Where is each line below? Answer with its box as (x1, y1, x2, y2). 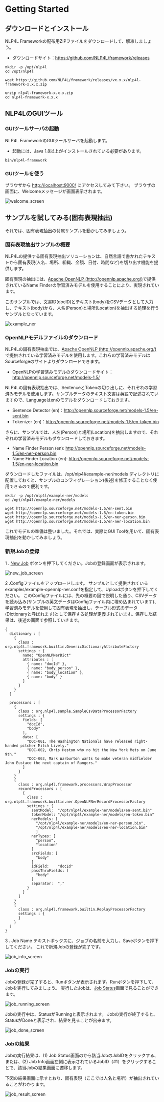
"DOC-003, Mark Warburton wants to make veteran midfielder (26, 756, 152, 761)
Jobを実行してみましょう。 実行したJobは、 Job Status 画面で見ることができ (5, 985, 159, 991)
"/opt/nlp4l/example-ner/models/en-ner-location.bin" (36, 825, 148, 830)
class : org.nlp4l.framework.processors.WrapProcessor (18, 782, 133, 787)
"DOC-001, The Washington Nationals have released (26, 739, 133, 744)
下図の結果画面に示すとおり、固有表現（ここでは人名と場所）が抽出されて (5, 1075, 155, 1081)
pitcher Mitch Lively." (20, 743, 69, 748)
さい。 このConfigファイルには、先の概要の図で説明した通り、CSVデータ (9, 592, 158, 598)
